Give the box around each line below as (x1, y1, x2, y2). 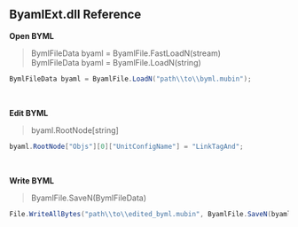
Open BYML (9, 30, 55, 41)
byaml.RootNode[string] (30, 124, 120, 136)
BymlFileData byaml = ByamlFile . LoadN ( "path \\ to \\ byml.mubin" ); (9, 74, 252, 83)
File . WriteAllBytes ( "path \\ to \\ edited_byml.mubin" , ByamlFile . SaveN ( (9, 209, 272, 218)
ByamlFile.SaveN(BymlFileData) (30, 192, 147, 203)
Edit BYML (9, 107, 49, 118)
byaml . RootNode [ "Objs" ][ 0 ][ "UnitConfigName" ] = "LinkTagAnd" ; (9, 142, 244, 151)
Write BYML (9, 175, 55, 185)
